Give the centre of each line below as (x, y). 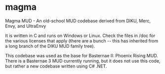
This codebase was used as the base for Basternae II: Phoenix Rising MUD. (82, 55)
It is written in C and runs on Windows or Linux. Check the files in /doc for (80, 36)
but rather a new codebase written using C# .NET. (56, 66)
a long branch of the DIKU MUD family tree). (50, 46)
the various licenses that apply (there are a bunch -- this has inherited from (82, 40)
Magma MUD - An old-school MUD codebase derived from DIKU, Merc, (78, 21)
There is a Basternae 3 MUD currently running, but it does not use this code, (83, 61)
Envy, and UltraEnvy (26, 26)
